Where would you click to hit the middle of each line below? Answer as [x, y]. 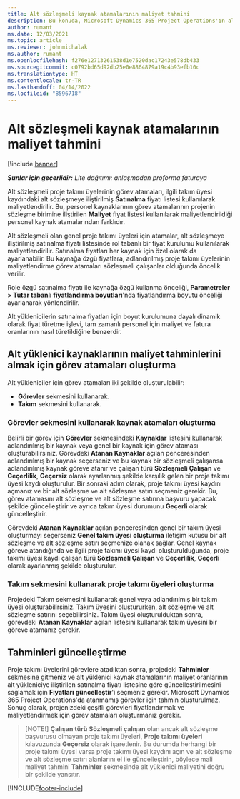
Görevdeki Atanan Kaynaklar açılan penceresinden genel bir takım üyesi [114, 528]
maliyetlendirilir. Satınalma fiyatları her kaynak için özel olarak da [102, 251]
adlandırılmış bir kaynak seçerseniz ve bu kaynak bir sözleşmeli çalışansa [115, 461]
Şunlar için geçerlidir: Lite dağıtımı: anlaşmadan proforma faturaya [107, 178]
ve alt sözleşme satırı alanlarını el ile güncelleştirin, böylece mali [119, 759]
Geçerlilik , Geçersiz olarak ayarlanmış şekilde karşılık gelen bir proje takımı [119, 476]
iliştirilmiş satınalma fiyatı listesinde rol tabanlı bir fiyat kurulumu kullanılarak [119, 243]
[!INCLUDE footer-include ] [45, 788]
